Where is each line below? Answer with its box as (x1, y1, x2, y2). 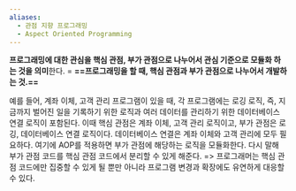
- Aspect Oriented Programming (17, 29, 133, 38)
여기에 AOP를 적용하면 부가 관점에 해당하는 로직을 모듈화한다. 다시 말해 (34, 140, 280, 150)
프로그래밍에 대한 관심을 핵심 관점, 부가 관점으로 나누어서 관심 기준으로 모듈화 (9, 55, 272, 65)
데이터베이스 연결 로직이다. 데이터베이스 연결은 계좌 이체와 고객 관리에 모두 (20, 129, 278, 140)
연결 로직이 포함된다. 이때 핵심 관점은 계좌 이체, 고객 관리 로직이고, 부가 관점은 (9, 118, 277, 128)
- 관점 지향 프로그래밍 (17, 21, 88, 30)
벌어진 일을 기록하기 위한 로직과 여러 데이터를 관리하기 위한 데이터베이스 (32, 107, 281, 118)
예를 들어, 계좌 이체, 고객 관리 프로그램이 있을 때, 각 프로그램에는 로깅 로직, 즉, (9, 95, 277, 106)
